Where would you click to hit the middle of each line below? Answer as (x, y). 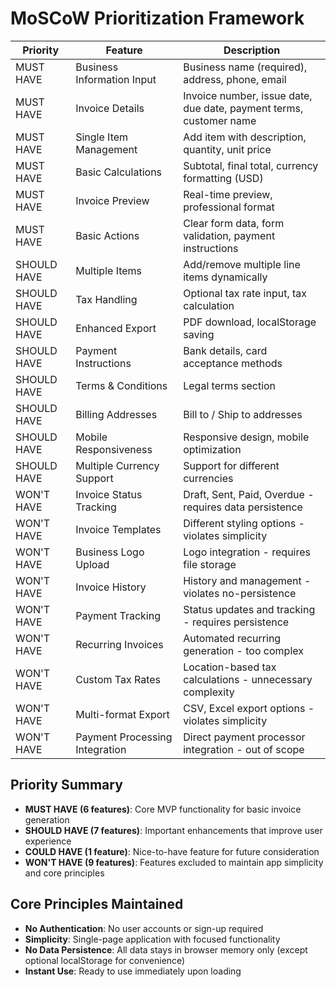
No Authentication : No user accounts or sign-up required (144, 928)
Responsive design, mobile (246, 437)
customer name (220, 120)
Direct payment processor (244, 737)
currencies (208, 478)
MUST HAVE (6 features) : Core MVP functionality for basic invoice (163, 809)
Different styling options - (244, 523)
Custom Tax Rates (118, 679)
